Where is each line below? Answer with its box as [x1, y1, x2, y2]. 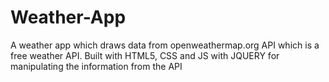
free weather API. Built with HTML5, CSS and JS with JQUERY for [10, 49, 280, 61]
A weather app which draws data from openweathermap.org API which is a [10, 39, 320, 51]
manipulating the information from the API [10, 60, 183, 72]
